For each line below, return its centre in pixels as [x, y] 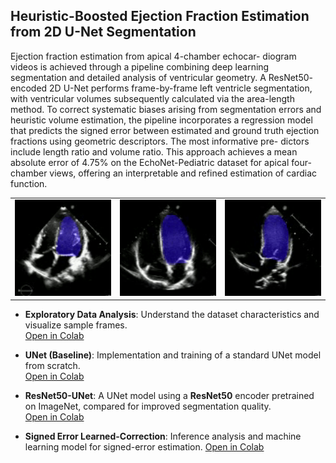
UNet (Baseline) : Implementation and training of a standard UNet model [173, 355]
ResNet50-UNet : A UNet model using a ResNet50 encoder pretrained [169, 396]
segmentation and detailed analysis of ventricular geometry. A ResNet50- [162, 77]
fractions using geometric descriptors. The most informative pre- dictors [160, 141]
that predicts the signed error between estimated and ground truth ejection [165, 130]
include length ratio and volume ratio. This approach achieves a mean [154, 151]
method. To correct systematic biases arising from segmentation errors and [166, 109]
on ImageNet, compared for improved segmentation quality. [148, 406]
